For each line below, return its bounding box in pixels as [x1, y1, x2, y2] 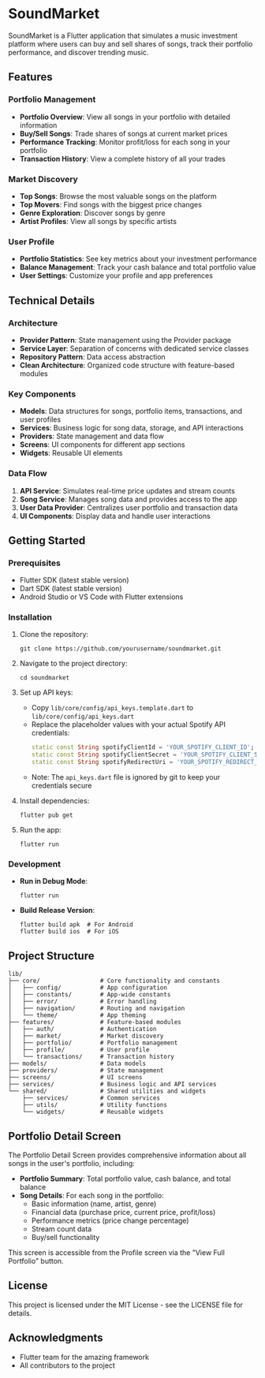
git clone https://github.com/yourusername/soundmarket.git [19, 645, 222, 653]
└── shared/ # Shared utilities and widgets [8, 1087, 207, 1096]
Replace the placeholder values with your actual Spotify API [31, 720, 226, 729]
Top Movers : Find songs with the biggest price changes [19, 199, 203, 209]
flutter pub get [19, 811, 73, 820]
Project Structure [8, 949, 95, 963]
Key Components [8, 388, 77, 399]
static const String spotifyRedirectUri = [31, 758, 174, 766]
